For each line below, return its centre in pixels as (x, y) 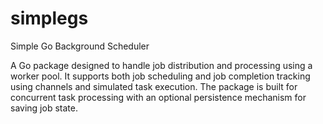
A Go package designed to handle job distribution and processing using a (161, 65)
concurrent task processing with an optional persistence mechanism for (158, 97)
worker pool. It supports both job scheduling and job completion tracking (160, 76)
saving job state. (44, 108)
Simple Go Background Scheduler (80, 46)
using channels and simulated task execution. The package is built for (154, 86)
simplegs (49, 18)
